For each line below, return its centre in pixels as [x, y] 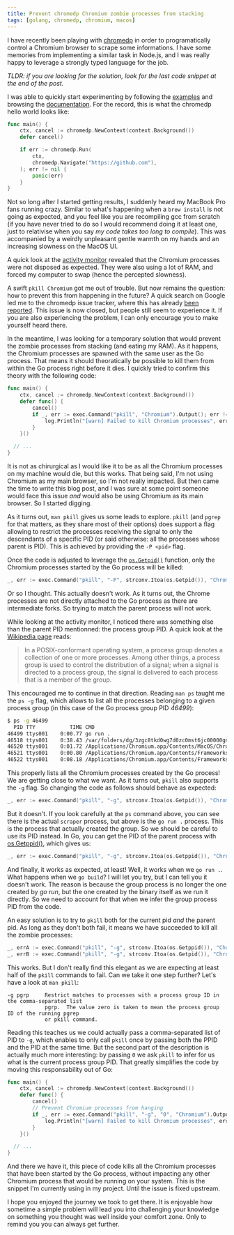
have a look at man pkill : [43, 982]
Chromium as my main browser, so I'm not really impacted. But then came [113, 481]
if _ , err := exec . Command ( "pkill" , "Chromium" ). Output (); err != [131, 414]
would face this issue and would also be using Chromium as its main [105, 496]
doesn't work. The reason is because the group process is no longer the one [117, 884]
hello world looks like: [38, 112]
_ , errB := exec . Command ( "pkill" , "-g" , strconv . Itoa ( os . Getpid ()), [109, 954]
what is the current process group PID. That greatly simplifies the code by [113, 1062]
